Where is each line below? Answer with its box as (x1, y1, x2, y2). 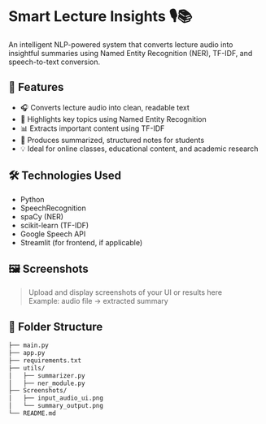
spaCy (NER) (20, 211, 63, 221)
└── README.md (8, 409, 57, 418)
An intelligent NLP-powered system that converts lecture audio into (8, 39, 233, 50)
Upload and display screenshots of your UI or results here (28, 288, 222, 297)
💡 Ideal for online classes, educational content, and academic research (20, 144, 259, 154)
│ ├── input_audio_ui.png (8, 394, 104, 403)
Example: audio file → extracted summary (28, 296, 168, 306)
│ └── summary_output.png (8, 402, 104, 410)
